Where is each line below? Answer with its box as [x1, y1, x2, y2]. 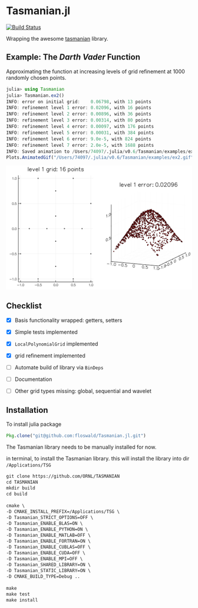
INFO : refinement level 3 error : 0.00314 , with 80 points [6, 117, 151, 123]
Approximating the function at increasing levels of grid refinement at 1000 [6, 68, 186, 75]
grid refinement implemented [14, 352, 85, 359]
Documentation [14, 376, 52, 383]
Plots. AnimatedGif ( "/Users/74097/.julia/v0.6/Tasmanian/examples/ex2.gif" [6, 155, 194, 160]
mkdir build [6, 485, 35, 491]
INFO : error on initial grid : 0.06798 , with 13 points [6, 98, 151, 104]
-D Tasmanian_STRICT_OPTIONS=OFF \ [6, 514, 94, 520]
